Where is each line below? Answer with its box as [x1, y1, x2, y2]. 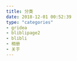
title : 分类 [6, 8, 33, 15]
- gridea [6, 24, 27, 31]
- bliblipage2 [6, 30, 41, 36]
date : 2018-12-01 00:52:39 [6, 14, 72, 20]
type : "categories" [6, 19, 54, 25]
